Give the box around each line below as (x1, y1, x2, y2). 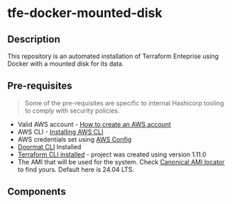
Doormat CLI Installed (17, 142, 82, 151)
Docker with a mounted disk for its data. (7, 59, 124, 68)
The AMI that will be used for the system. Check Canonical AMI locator (17, 157, 225, 166)
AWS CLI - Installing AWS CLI (17, 127, 104, 136)
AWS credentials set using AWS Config (17, 135, 132, 143)
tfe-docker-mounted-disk (7, 5, 162, 21)
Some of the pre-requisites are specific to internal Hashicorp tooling (24, 98, 224, 107)
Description (7, 33, 60, 45)
